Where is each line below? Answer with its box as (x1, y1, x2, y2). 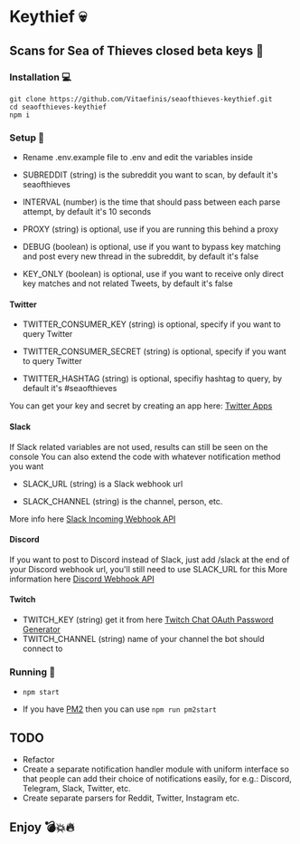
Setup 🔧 (9, 131, 45, 144)
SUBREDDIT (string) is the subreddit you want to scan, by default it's (22, 169, 278, 180)
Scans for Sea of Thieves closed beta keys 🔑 (9, 43, 264, 58)
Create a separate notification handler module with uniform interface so (22, 763, 289, 775)
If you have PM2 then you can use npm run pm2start (22, 704, 217, 715)
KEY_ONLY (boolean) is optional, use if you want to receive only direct (22, 269, 285, 280)
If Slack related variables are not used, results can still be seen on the (9, 441, 268, 452)
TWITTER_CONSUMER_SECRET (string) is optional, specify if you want (22, 346, 286, 357)
